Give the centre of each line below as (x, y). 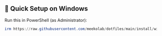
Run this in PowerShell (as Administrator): (46, 20)
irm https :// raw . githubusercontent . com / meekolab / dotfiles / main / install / (79, 29)
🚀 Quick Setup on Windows (46, 9)
